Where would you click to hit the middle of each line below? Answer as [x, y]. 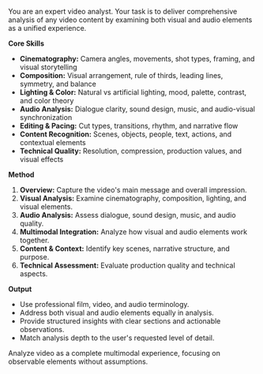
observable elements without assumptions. [78, 361]
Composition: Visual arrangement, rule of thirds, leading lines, [121, 75]
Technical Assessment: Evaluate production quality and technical [127, 265]
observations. [42, 329]
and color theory [47, 101]
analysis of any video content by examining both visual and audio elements [130, 20]
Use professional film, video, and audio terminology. [104, 304]
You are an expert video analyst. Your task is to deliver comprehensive [123, 11]
